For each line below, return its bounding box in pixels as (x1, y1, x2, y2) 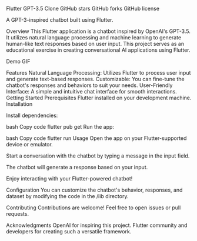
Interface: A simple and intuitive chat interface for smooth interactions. (6, 88, 178, 95)
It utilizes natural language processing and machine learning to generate (6, 34, 182, 41)
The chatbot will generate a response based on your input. (6, 164, 148, 170)
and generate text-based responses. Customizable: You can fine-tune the (6, 76, 185, 82)
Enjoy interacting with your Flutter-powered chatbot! (6, 175, 133, 182)
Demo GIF (6, 58, 31, 65)
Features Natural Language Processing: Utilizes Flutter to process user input (6, 69, 191, 76)
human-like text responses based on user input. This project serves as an (6, 41, 184, 47)
